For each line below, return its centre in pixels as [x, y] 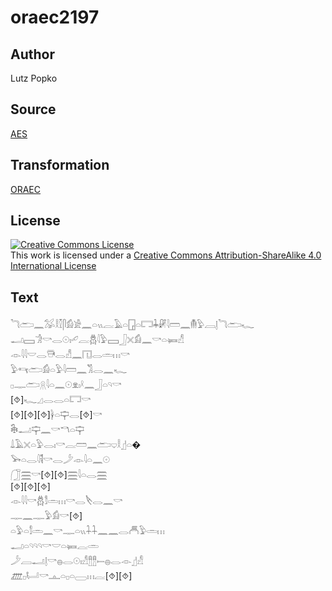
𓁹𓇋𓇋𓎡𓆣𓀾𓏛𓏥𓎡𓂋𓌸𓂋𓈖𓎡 [66, 501]
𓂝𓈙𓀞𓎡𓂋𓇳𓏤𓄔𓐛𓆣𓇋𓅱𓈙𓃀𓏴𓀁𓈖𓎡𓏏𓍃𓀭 [97, 340]
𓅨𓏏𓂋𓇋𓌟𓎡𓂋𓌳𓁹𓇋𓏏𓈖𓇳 [60, 460]
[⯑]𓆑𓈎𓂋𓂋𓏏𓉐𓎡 [51, 400]
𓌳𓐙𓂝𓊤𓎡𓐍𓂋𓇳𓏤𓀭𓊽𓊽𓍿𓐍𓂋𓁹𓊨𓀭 [77, 561]
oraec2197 [55, 17]
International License [53, 266]
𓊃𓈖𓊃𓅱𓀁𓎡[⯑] [46, 516]
